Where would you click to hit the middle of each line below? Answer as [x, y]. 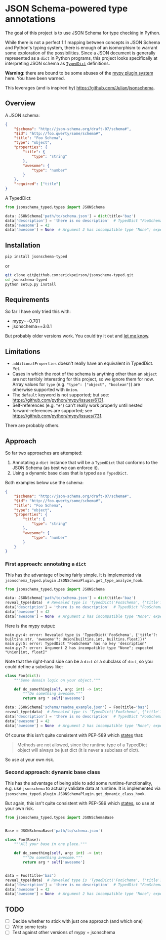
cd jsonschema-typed [26, 280]
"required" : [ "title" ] [37, 184]
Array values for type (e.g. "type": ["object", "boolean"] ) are [76, 385]
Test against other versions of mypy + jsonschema [64, 933]
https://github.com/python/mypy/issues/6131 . [58, 400]
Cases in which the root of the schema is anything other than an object [84, 374]
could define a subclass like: [34, 666]
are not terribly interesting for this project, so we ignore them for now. [83, 379]
